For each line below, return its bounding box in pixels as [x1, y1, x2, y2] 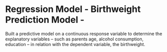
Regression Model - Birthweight [5, 3, 141, 15]
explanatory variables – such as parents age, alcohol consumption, [5, 36, 144, 42]
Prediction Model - [5, 14, 85, 25]
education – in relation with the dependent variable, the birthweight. [5, 41, 145, 47]
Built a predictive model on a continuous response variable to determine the [5, 30, 162, 36]
